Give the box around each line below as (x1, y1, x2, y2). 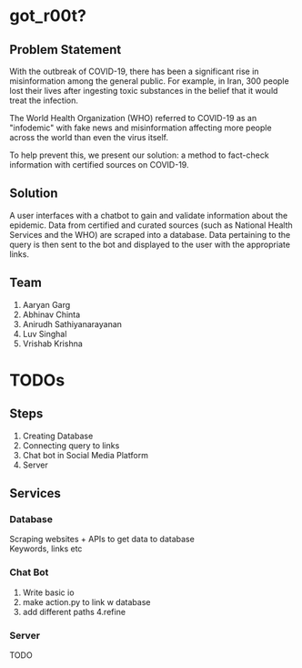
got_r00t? (9, 5, 86, 26)
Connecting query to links (22, 439, 120, 451)
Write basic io (22, 587, 75, 598)
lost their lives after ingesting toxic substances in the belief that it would (9, 86, 278, 96)
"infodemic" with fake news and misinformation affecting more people (9, 122, 272, 133)
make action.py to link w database (22, 596, 151, 607)
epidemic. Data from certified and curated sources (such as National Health (9, 220, 293, 231)
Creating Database (22, 430, 94, 441)
